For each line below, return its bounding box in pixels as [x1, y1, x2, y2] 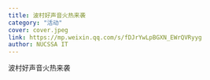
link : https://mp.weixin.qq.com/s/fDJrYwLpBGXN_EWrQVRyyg [8, 33, 202, 42]
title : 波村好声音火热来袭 [8, 11, 87, 20]
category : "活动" [8, 19, 63, 27]
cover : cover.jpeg [8, 26, 68, 34]
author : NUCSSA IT [8, 41, 68, 49]
